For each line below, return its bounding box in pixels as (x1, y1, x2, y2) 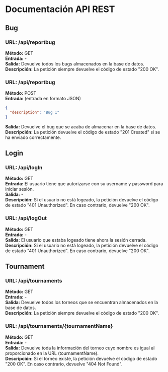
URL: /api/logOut (5, 215, 47, 222)
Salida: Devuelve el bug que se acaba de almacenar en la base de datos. (5, 123, 157, 129)
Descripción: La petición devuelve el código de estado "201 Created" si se (5, 129, 160, 135)
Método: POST (5, 90, 37, 96)
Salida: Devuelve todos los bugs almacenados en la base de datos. (5, 60, 144, 66)
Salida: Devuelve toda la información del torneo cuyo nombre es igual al (5, 345, 155, 351)
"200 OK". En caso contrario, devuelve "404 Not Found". (5, 361, 123, 367)
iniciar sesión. (5, 186, 34, 192)
